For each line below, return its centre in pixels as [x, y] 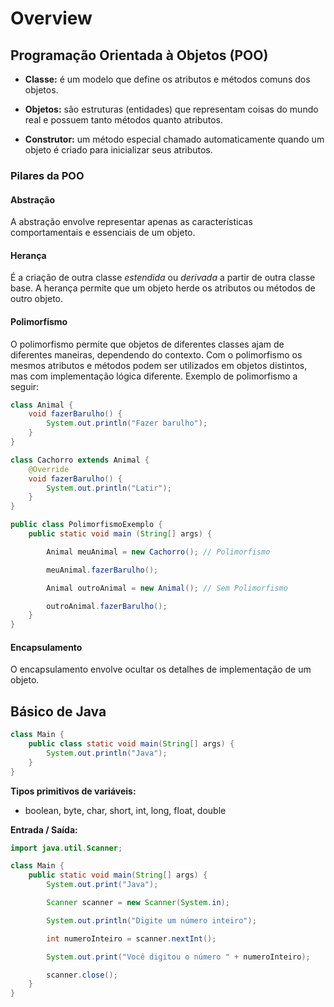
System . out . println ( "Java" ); [107, 753]
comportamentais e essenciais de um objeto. [103, 233]
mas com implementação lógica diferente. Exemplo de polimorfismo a [154, 376]
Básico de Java [58, 711]
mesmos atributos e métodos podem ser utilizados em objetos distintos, [159, 365]
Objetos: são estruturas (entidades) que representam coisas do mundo [171, 109]
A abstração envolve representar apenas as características [131, 222]
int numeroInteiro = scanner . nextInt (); [131, 938]
